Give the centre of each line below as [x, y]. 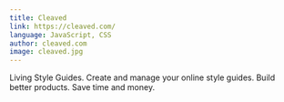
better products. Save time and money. [82, 87]
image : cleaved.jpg [46, 52]
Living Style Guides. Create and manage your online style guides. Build [142, 77]
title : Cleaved [38, 18]
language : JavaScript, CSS [61, 35]
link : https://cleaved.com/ [63, 26]
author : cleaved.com [49, 43]
